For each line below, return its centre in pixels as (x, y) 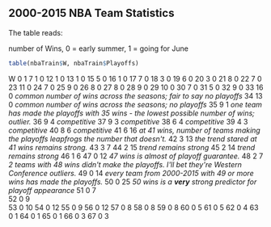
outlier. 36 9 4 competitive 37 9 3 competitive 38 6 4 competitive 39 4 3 (128, 121)
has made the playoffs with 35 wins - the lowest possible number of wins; (131, 113)
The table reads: (36, 32)
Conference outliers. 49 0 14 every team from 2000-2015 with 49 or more (131, 173)
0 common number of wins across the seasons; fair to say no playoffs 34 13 (135, 95)
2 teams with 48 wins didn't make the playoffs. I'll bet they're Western (125, 164)
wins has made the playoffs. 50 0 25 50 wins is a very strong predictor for (133, 182)
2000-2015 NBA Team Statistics (91, 13)
